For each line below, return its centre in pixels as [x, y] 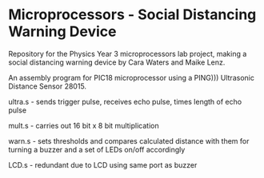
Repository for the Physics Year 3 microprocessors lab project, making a [128, 53]
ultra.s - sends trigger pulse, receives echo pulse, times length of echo [125, 101]
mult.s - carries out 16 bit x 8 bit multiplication [84, 125]
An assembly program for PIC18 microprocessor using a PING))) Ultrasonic [131, 77]
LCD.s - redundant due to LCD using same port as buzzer [103, 164]
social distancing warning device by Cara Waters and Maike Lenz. [117, 62]
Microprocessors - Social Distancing [132, 15]
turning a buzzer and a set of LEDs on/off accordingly [97, 149]
